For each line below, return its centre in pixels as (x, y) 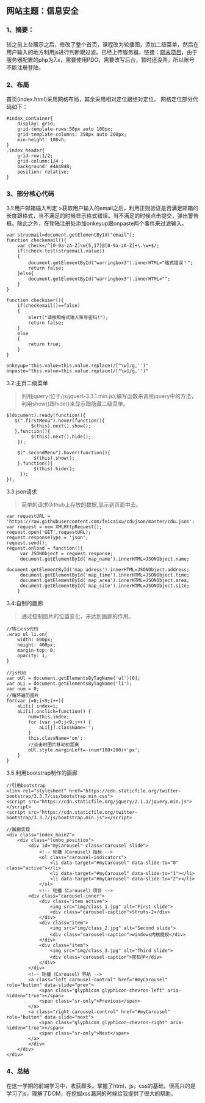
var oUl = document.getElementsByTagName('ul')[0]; (73, 678)
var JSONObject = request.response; (67, 554)
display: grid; (37, 124)
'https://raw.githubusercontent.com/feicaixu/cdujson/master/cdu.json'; (101, 522)
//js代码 (16, 673)
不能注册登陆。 (25, 67)
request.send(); (27, 543)
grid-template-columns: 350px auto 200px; (72, 134)
